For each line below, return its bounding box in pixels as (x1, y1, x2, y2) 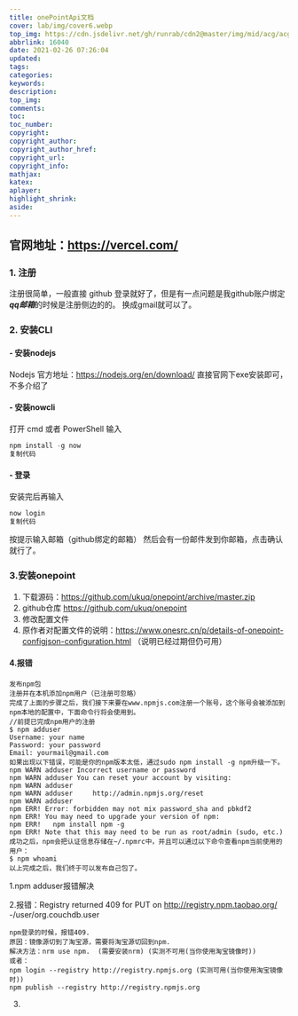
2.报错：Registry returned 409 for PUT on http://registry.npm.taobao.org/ (9, 899, 278, 910)
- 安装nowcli (9, 402, 56, 413)
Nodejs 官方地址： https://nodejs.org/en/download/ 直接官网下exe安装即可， (9, 369, 288, 380)
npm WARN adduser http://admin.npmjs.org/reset (9, 789, 204, 798)
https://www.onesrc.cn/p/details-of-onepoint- (114, 625, 284, 635)
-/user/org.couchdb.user (9, 909, 100, 919)
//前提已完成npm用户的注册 (9, 717, 96, 726)
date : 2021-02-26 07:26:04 (9, 46, 109, 55)
